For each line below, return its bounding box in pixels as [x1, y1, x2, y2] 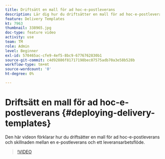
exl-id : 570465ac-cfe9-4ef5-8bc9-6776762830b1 [5, 53, 102, 58]
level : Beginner [5, 48, 38, 53]
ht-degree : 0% [5, 71, 34, 76]
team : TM [5, 39, 23, 44]
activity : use [5, 35, 34, 40]
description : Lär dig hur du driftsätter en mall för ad [5, 12, 124, 17]
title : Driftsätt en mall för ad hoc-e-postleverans [5, 7, 115, 12]
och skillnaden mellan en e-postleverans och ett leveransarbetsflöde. [5, 139, 145, 145]
